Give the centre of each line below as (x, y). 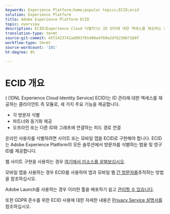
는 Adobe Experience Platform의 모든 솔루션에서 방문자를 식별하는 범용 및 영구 (84, 145)
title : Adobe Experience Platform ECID (47, 19)
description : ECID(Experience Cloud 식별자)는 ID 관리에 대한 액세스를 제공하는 (83, 29)
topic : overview (22, 24)
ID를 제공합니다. (21, 151)
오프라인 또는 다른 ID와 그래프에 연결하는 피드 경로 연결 (67, 128)
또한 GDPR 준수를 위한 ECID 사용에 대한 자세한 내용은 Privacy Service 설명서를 (84, 200)
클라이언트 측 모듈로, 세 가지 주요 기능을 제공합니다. (69, 104)
